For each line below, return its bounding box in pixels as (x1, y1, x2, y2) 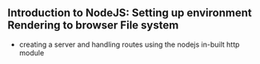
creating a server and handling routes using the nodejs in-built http (18, 40, 240, 49)
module (18, 47, 45, 58)
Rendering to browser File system (7, 19, 179, 32)
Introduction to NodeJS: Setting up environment (7, 6, 253, 20)
